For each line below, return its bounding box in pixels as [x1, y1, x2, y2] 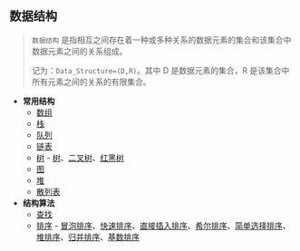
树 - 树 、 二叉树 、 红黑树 [35, 152, 124, 163]
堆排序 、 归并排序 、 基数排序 [35, 231, 140, 242]
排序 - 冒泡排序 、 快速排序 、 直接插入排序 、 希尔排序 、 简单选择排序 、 [35, 220, 291, 231]
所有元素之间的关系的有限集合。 [31, 76, 151, 87]
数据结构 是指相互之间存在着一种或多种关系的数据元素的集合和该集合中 [31, 34, 292, 45]
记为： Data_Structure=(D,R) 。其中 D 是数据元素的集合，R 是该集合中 [31, 64, 290, 75]
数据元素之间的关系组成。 [31, 45, 128, 56]
